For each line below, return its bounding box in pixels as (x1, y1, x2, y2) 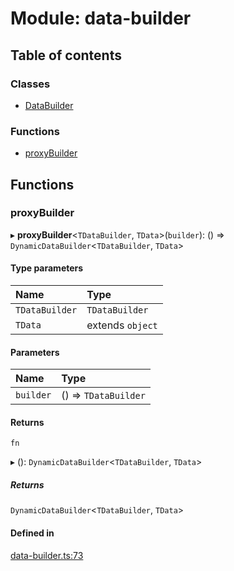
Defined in (10, 527, 55, 539)
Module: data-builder (10, 7, 192, 30)
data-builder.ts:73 (10, 549, 84, 561)
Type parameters (10, 262, 84, 274)
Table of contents (10, 47, 122, 64)
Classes (10, 77, 51, 91)
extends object (86, 318, 158, 332)
